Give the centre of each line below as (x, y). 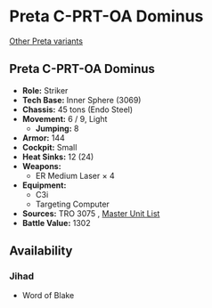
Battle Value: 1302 (56, 223)
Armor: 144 (43, 138)
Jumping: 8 (57, 128)
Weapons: (41, 166)
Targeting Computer (72, 204)
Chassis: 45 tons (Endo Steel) (77, 109)
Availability (41, 251)
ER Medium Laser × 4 (75, 175)
